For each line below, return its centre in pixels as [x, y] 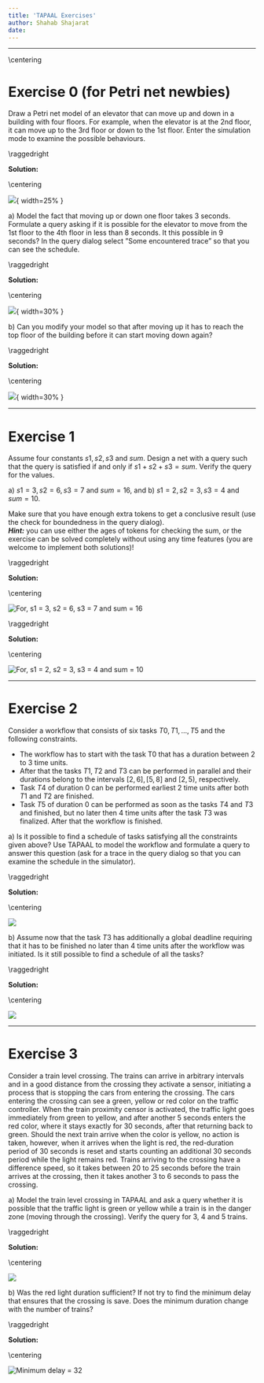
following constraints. [43, 739]
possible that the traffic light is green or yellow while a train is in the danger [130, 1208]
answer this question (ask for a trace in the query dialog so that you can [125, 853]
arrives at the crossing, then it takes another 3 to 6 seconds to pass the [124, 1177]
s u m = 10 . [24, 499]
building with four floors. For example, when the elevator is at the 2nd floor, [130, 122]
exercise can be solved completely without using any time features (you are [130, 539]
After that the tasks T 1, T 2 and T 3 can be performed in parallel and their [135, 771]
